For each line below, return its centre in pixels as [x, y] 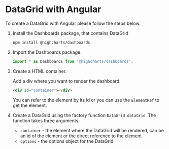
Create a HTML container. [40, 71]
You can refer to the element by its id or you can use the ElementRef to [86, 100]
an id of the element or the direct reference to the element [81, 136]
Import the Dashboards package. [47, 52]
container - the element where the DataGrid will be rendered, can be [92, 130]
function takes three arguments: [46, 121]
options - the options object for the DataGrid [67, 141]
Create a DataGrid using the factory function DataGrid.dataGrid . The [84, 115]
